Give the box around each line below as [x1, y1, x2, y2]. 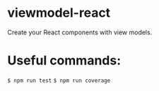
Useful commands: [7, 52, 122, 69]
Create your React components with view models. [7, 28, 153, 36]
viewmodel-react [7, 5, 111, 21]
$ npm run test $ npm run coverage [7, 77, 111, 84]
